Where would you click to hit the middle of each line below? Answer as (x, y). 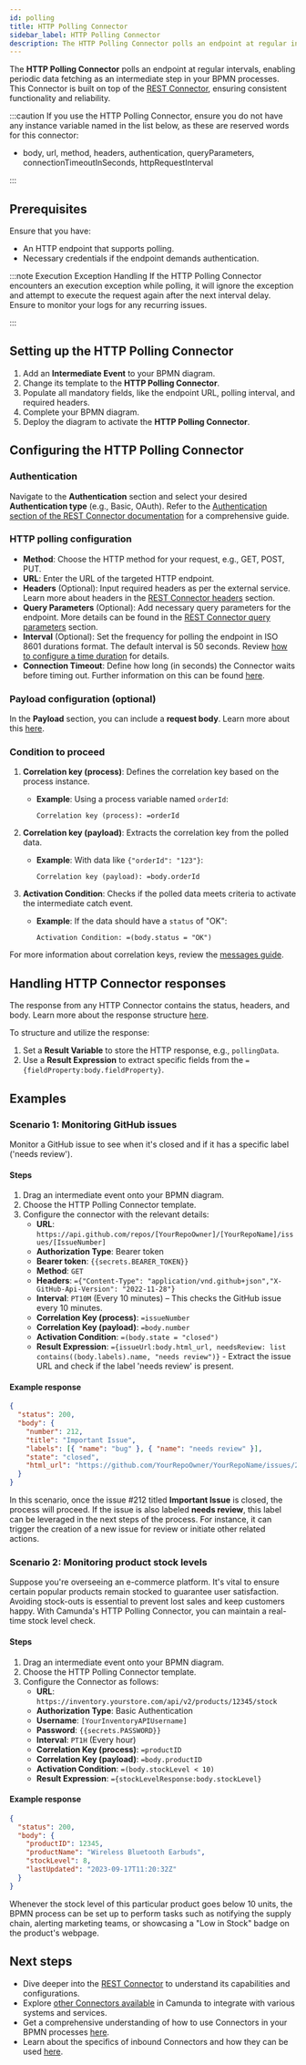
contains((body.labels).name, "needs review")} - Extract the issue (163, 1357)
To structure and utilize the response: (80, 1033)
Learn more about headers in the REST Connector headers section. (149, 597)
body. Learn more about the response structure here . (109, 1015)
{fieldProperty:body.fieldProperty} (92, 1071)
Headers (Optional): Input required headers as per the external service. (157, 588)
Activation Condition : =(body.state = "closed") (127, 1337)
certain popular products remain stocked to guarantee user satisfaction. (144, 1592)
